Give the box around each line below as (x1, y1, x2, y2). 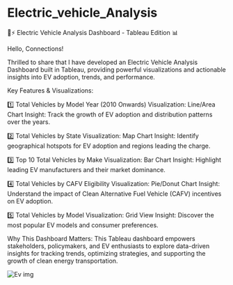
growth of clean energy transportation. (7, 256, 118, 265)
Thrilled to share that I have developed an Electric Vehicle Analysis (7, 58, 198, 66)
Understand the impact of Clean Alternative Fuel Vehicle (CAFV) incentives (7, 190, 222, 198)
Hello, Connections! (7, 44, 64, 53)
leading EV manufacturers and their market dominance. (7, 165, 166, 174)
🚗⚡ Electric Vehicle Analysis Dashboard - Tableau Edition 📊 (7, 28, 179, 36)
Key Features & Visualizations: (7, 86, 94, 95)
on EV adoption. (7, 197, 54, 205)
